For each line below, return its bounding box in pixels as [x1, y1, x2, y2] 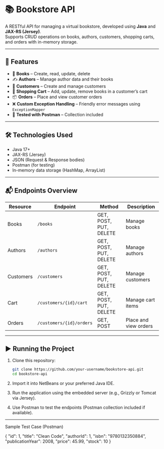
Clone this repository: [12, 358, 56, 363]
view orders [125, 323, 153, 330]
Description [127, 203, 155, 210]
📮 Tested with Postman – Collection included [12, 111, 103, 117]
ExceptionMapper [12, 107, 45, 112]
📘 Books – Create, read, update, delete [12, 70, 90, 76]
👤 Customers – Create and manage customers [12, 83, 106, 89]
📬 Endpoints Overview [5, 186, 78, 194]
